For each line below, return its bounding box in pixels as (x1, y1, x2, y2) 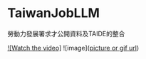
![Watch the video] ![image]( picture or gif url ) (7, 43, 140, 52)
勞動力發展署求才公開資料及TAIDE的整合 (7, 29, 125, 38)
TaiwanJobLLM (7, 5, 100, 21)
